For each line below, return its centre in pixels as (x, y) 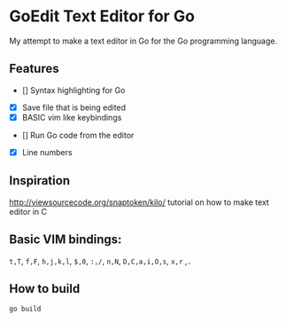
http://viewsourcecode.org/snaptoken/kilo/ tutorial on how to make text (139, 202)
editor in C (28, 211)
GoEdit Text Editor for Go (102, 16)
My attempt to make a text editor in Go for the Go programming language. (143, 41)
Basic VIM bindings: (66, 240)
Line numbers (47, 152)
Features (34, 69)
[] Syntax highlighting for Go (73, 90)
